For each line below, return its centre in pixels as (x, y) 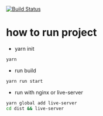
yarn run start (25, 81)
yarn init (24, 48)
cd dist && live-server (35, 108)
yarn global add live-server (42, 103)
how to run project (51, 33)
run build (25, 71)
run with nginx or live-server (49, 92)
